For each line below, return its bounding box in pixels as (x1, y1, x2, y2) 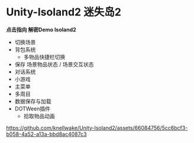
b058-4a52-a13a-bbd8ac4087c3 (6, 131, 87, 138)
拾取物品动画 (23, 112, 55, 119)
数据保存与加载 (14, 97, 51, 105)
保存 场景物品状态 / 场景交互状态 (14, 60, 94, 68)
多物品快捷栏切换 (23, 53, 66, 60)
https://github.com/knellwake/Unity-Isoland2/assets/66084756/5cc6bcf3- (6, 124, 188, 131)
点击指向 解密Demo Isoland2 (6, 26, 77, 33)
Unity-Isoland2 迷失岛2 (6, 5, 121, 19)
